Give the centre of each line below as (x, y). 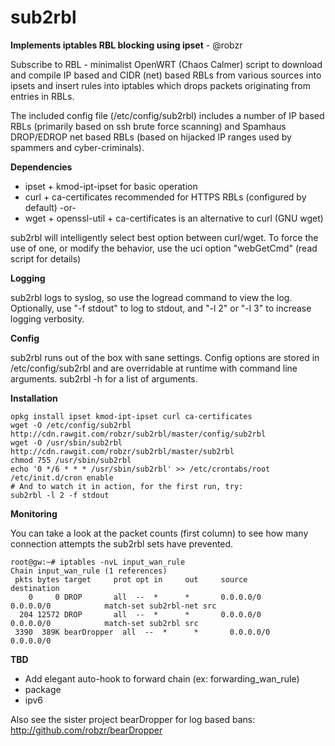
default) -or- (50, 207)
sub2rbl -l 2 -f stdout (60, 495)
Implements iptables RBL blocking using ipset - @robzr (126, 45)
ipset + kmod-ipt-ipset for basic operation (111, 186)
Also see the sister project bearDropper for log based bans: (133, 719)
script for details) (46, 258)
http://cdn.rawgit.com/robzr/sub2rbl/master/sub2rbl (122, 451)
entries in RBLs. (42, 96)
